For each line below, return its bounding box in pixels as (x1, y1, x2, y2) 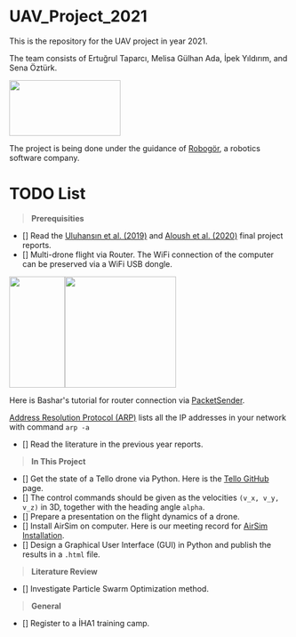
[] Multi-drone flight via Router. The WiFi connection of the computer (21, 249, 274, 260)
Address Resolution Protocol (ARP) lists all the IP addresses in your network (9, 412, 287, 423)
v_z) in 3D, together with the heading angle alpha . (21, 501, 205, 512)
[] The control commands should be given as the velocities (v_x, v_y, (21, 492, 280, 503)
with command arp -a (9, 421, 91, 432)
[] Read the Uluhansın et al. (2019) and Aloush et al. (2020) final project (21, 230, 284, 241)
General (30, 601, 62, 611)
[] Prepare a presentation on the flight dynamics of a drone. (21, 511, 240, 521)
